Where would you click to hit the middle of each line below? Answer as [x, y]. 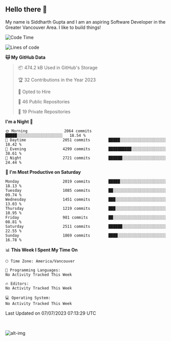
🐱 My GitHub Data [26, 57]
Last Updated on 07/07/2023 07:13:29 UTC [51, 313]
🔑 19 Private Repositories [44, 112]
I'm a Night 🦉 [19, 121]
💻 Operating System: [28, 298]
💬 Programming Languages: [33, 270]
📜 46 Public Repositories [44, 101]
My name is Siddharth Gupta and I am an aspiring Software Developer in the [85, 22]
